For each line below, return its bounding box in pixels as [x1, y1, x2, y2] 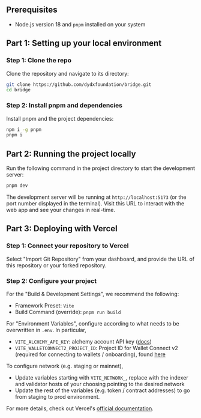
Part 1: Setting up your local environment [6, 38, 162, 49]
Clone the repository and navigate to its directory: [6, 70, 129, 77]
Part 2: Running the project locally [6, 148, 136, 159]
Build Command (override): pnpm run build [14, 308, 121, 315]
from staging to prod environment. [14, 393, 100, 400]
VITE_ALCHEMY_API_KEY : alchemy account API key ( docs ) [14, 338, 152, 345]
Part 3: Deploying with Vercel [6, 223, 118, 234]
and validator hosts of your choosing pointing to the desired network [14, 380, 185, 387]
